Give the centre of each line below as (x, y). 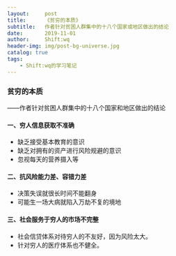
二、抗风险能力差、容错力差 (47, 176)
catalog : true (28, 53)
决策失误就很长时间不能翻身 (57, 193)
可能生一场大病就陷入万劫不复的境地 (69, 202)
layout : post (32, 14)
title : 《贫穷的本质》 (44, 20)
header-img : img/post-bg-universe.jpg (63, 46)
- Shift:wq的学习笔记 (48, 66)
